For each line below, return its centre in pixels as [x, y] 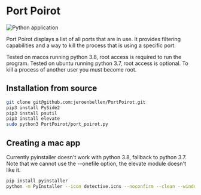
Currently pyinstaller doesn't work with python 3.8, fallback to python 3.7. [97, 157]
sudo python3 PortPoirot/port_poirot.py [57, 124]
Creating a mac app [43, 143]
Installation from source [52, 89]
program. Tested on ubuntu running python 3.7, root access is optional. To [97, 63]
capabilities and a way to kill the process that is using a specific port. [91, 45]
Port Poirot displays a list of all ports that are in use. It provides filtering [94, 39]
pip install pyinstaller [37, 181]
